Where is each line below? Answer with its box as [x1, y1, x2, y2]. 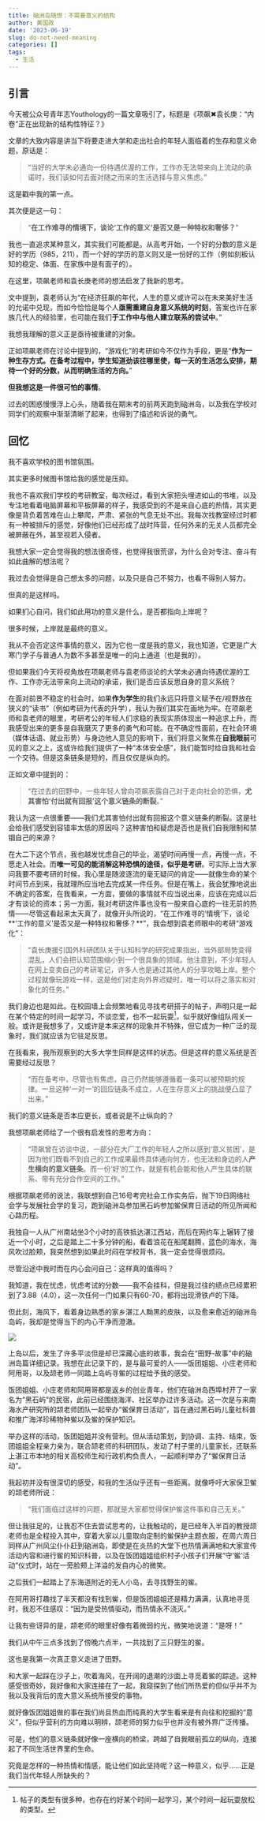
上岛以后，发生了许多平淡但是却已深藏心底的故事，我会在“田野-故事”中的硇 [8, 1348, 252, 1358]
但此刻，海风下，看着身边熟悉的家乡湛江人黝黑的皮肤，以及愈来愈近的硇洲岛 [8, 1307, 257, 1317]
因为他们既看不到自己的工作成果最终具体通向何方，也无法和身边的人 [27, 1154, 249, 1164]
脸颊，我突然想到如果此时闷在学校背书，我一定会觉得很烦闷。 [28, 1247, 230, 1257]
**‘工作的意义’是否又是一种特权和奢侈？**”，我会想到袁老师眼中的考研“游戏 [8, 918, 253, 928]
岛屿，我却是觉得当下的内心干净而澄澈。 [8, 1317, 140, 1326]
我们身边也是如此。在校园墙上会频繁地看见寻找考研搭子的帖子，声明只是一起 [8, 1001, 257, 1011]
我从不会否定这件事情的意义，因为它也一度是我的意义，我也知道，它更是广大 [8, 640, 257, 649]
